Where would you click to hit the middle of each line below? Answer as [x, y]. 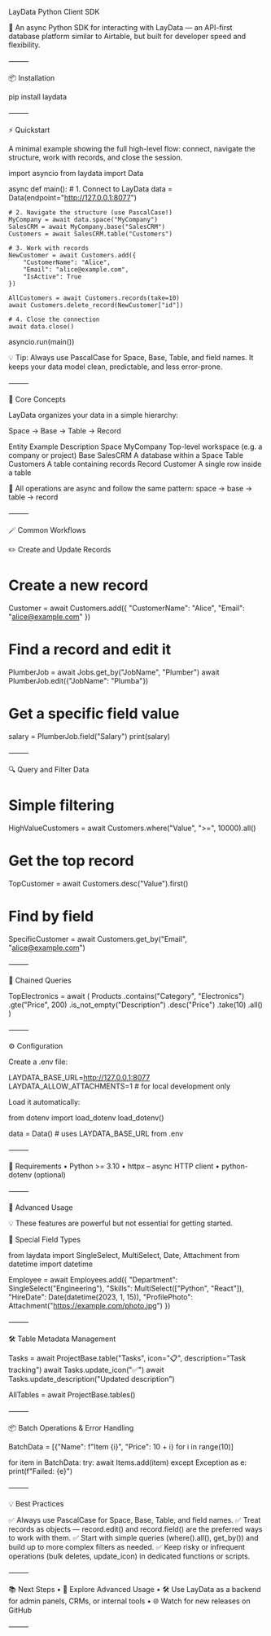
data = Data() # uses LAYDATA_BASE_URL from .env [96, 1133]
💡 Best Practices [36, 1503]
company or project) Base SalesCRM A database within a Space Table [126, 455]
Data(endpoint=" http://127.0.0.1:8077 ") [72, 198]
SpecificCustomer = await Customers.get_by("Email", [98, 939]
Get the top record [71, 861]
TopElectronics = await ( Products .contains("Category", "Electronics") [127, 996]
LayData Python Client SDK [54, 12]
